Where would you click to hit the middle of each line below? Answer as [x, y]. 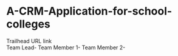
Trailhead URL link [29, 41]
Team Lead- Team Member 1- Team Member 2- [66, 47]
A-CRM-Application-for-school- [89, 11]
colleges [28, 24]
